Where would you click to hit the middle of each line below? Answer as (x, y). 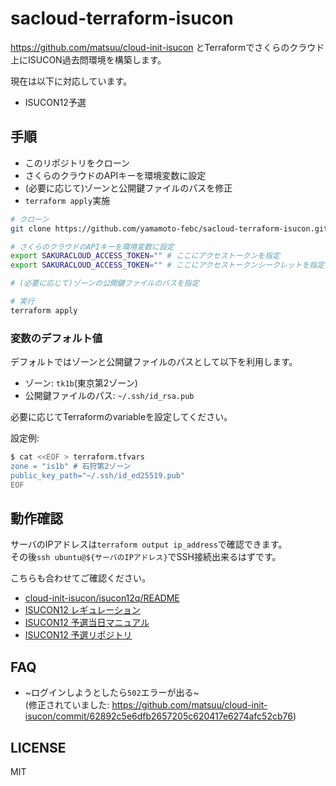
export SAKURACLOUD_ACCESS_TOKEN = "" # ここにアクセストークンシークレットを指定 (167, 265)
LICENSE (38, 747)
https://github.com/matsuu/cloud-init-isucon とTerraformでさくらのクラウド (167, 47)
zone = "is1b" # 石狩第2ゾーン (71, 466)
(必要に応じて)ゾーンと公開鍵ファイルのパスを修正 (128, 188)
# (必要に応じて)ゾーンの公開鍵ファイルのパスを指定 (105, 283)
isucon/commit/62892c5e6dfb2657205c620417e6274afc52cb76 (158, 716)
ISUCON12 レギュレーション (83, 610)
